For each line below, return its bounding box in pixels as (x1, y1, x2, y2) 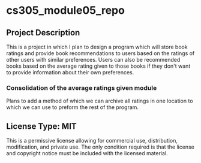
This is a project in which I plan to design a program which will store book (6, 43, 188, 50)
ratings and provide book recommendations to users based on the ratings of (6, 50, 195, 57)
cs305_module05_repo (6, 4, 125, 17)
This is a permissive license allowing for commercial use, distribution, (6, 137, 178, 144)
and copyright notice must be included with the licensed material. (6, 150, 168, 157)
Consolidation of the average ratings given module (6, 83, 157, 92)
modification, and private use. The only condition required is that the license (6, 143, 195, 150)
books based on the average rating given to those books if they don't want (6, 62, 191, 70)
